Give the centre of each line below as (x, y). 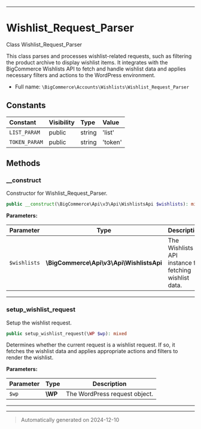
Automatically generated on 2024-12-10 (70, 420)
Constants (26, 105)
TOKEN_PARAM (26, 142)
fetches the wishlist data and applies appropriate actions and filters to (92, 351)
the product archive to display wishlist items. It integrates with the (87, 62)
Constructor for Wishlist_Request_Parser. (57, 193)
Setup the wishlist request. (39, 323)
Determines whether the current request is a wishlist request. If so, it (91, 345)
